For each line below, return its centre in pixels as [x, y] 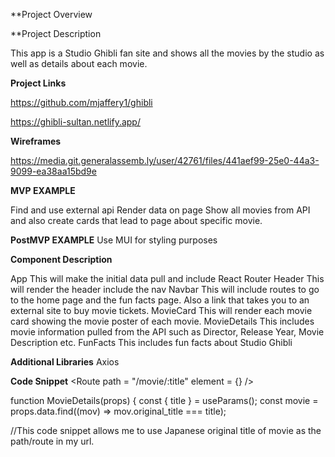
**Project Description [56, 33]
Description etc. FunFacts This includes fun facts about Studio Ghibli [151, 342]
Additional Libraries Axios [65, 362]
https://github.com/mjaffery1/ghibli [81, 102]
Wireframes [36, 141]
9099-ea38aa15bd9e [53, 171]
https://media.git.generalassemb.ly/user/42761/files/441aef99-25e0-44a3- [165, 160]
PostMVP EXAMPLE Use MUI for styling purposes [114, 240]
